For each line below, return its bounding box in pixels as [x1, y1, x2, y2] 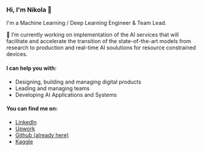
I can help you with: [6, 64, 57, 72]
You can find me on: [6, 105, 58, 112]
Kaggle [15, 138, 33, 145]
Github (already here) [15, 131, 69, 139]
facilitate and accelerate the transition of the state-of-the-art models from [6, 38, 192, 45]
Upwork [15, 125, 35, 132]
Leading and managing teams [15, 85, 90, 92]
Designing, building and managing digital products [15, 78, 142, 85]
